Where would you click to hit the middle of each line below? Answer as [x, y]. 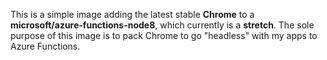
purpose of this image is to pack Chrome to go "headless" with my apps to [164, 35]
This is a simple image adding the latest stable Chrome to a [132, 14]
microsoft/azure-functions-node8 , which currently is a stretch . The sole [162, 25]
